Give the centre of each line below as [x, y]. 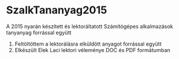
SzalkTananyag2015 [57, 10]
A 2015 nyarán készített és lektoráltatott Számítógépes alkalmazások [89, 26]
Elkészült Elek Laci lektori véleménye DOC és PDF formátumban [92, 50]
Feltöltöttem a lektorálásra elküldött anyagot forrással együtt [88, 44]
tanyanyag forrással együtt [39, 32]
